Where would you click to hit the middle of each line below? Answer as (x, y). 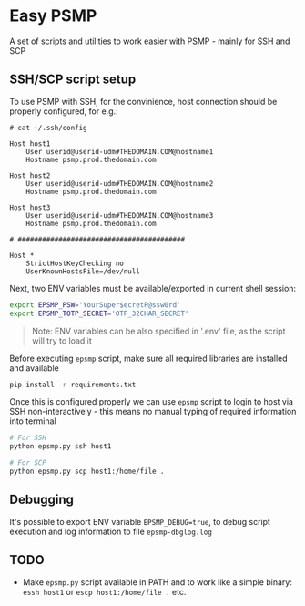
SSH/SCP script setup (73, 80)
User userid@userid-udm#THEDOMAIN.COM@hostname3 (120, 215)
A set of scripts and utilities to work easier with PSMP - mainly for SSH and (150, 41)
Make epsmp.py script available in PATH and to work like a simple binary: (158, 582)
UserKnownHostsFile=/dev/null (83, 271)
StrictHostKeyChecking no (75, 263)
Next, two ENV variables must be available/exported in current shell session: (153, 288)
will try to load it (62, 340)
